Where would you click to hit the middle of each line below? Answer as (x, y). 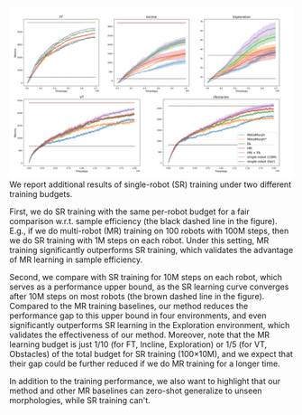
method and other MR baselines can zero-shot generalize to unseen (136, 391)
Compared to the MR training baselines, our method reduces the (129, 307)
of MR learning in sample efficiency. (76, 259)
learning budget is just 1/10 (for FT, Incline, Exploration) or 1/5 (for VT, (138, 344)
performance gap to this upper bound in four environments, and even (138, 316)
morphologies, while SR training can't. (80, 401)
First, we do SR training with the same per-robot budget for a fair (129, 212)
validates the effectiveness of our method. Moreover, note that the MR (140, 335)
